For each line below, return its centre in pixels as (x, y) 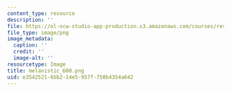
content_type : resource (41, 13)
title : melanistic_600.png (46, 70)
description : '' (30, 20)
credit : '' (29, 52)
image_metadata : (30, 39)
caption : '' (31, 45)
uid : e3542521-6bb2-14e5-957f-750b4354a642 (70, 77)
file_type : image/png (38, 32)
